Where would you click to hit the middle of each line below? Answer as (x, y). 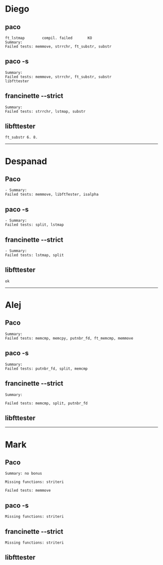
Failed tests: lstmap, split (34, 255)
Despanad (26, 161)
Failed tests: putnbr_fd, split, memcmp (47, 368)
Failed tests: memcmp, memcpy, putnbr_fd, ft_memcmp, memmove (69, 338)
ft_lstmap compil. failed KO (49, 38)
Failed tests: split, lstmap (34, 225)
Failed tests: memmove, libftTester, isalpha (52, 195)
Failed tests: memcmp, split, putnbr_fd (47, 403)
